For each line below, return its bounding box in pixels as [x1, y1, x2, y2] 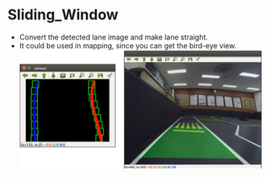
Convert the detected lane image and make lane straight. [19, 32, 209, 42]
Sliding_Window [7, 6, 118, 24]
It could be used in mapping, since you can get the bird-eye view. [19, 40, 237, 50]
